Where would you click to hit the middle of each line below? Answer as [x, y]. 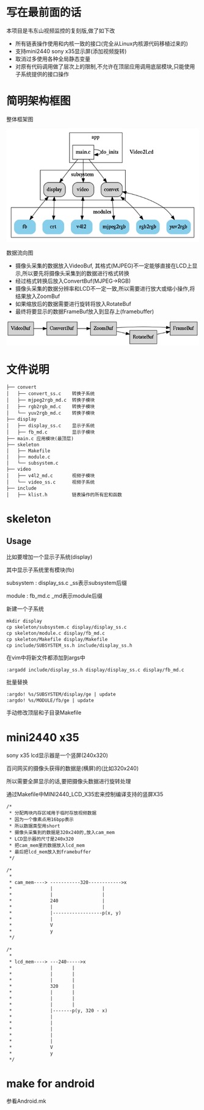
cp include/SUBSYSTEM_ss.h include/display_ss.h [69, 645]
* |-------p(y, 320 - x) [58, 1010]
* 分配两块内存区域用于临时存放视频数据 [53, 813]
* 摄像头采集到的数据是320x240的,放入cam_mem [62, 832]
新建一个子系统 [25, 609]
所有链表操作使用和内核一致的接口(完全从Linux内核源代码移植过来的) [101, 43]
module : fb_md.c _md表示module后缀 [54, 595]
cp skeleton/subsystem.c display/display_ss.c [67, 627]
